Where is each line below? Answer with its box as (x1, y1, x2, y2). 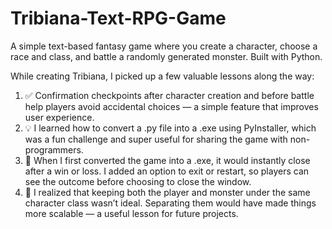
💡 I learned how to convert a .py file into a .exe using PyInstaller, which (24, 122, 317, 134)
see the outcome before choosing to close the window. (24, 175, 252, 187)
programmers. (24, 143, 84, 156)
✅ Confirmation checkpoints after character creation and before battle (24, 89, 315, 101)
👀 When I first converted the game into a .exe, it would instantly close (24, 154, 311, 166)
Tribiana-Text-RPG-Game (10, 7, 227, 30)
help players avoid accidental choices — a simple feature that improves (24, 100, 319, 112)
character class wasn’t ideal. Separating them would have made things (24, 197, 317, 209)
